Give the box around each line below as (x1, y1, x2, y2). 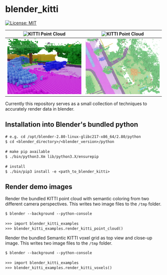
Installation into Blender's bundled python (5, 121, 138, 129)
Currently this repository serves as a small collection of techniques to (5, 101, 148, 107)
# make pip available (5, 149, 50, 154)
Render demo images (5, 182, 73, 191)
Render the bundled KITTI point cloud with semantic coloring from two (5, 196, 150, 202)
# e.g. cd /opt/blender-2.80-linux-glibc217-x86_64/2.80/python (5, 134, 141, 139)
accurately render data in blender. (5, 106, 75, 112)
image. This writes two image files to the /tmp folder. (5, 240, 113, 246)
